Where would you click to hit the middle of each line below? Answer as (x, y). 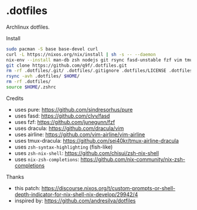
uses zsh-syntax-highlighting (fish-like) (64, 147)
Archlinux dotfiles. (28, 27)
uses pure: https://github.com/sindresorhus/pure (74, 109)
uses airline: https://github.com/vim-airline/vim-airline (80, 134)
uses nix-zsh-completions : (47, 159)
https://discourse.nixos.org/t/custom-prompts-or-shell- (108, 188)
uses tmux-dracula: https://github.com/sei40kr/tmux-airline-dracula (96, 140)
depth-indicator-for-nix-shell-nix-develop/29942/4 (76, 194)
